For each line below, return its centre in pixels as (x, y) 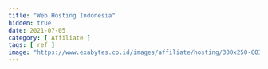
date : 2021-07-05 (37, 30)
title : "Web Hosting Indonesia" (62, 15)
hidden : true (30, 23)
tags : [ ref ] (32, 45)
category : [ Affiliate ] (49, 38)
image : (19, 52)
